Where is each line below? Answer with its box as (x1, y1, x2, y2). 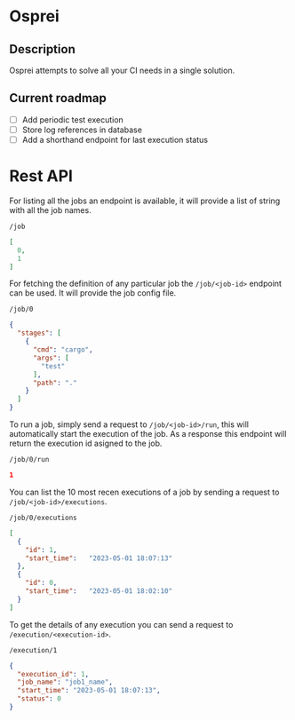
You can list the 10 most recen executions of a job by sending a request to (9, 487, 280, 497)
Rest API (9, 166, 74, 186)
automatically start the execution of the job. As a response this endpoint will (9, 429, 287, 439)
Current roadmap (9, 91, 107, 106)
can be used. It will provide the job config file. (9, 288, 177, 298)
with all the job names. (9, 204, 92, 215)
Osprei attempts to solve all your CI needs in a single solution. (9, 65, 235, 75)
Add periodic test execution (21, 114, 124, 125)
